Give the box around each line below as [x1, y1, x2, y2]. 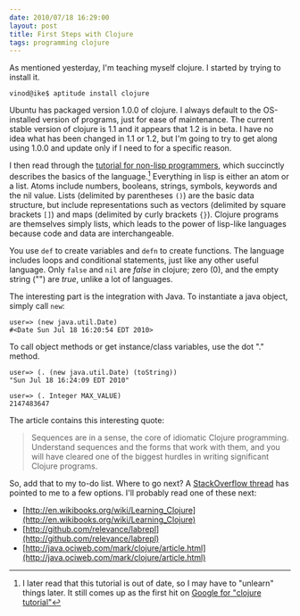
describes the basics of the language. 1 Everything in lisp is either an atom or [9, 170, 290, 181]
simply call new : [9, 300, 65, 311]
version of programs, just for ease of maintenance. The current [42, 114, 274, 125]
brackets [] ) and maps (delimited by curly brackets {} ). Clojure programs [9, 209, 279, 220]
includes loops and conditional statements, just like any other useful [9, 254, 259, 265]
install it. [9, 72, 40, 83]
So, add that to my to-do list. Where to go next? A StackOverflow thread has [9, 478, 289, 488]
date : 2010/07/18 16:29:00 [9, 12, 110, 22]
